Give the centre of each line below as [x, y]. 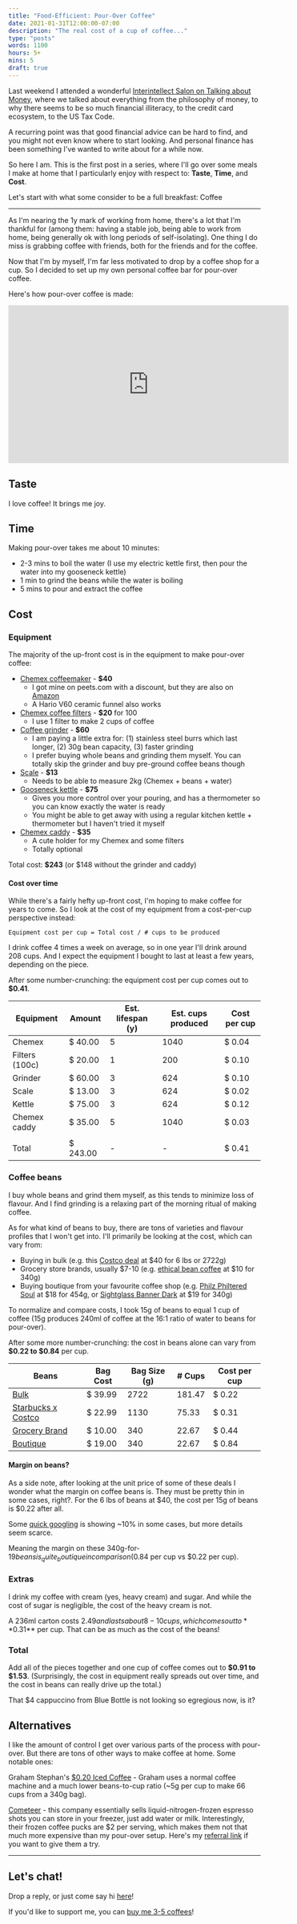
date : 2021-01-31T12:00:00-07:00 [64, 23]
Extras [21, 1579]
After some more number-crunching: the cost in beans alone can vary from [132, 1342]
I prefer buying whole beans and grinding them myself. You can [136, 756]
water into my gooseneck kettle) [73, 572]
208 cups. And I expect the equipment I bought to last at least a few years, [131, 956]
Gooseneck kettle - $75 [59, 789]
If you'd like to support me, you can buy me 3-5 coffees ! [101, 1911]
